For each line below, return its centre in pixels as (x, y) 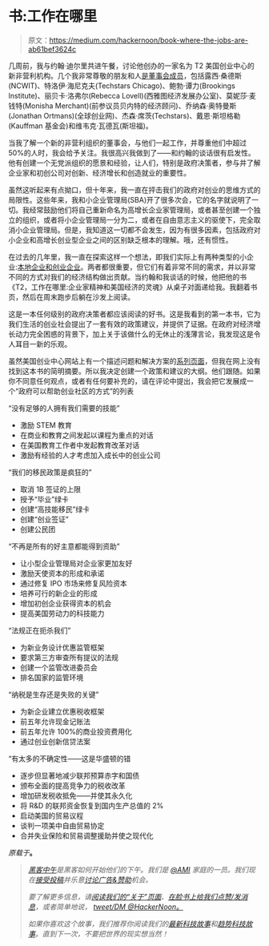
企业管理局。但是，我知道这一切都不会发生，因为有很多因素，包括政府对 (141, 230)
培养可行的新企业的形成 (58, 593)
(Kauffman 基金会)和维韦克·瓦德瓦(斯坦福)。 (81, 126)
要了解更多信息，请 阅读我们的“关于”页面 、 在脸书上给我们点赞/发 (134, 896)
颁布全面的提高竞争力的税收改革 (72, 785)
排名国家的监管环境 (52, 677)
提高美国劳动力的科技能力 (62, 613)
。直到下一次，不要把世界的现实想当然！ (102, 933)
